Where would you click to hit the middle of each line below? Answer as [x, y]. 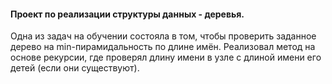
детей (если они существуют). [75, 68]
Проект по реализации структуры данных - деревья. [127, 14]
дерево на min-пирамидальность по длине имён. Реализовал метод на [163, 47]
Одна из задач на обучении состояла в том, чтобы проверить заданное [163, 36]
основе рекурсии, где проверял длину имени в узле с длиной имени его [166, 57]
